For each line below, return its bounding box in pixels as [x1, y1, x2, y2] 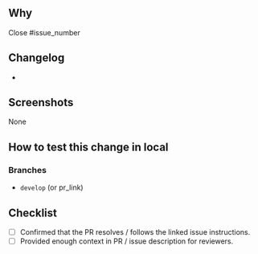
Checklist [8, 206, 58, 219]
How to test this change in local [8, 140, 169, 154]
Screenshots [8, 96, 74, 109]
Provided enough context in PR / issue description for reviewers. [19, 236, 234, 246]
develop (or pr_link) [19, 182, 84, 192]
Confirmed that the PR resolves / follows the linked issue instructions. [19, 227, 251, 236]
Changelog [8, 51, 65, 65]
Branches [8, 164, 47, 175]
